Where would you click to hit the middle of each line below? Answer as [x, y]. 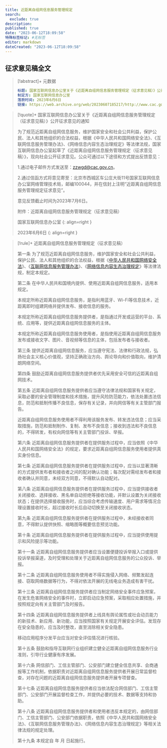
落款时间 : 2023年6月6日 [39, 100]
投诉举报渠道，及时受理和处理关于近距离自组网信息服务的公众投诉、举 [89, 558]
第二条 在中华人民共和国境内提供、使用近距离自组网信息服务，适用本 [87, 283]
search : [13, 14]
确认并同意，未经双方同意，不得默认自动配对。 [74, 478]
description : [19, 24]
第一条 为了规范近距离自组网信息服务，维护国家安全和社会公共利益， [87, 254]
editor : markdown [23, 42]
